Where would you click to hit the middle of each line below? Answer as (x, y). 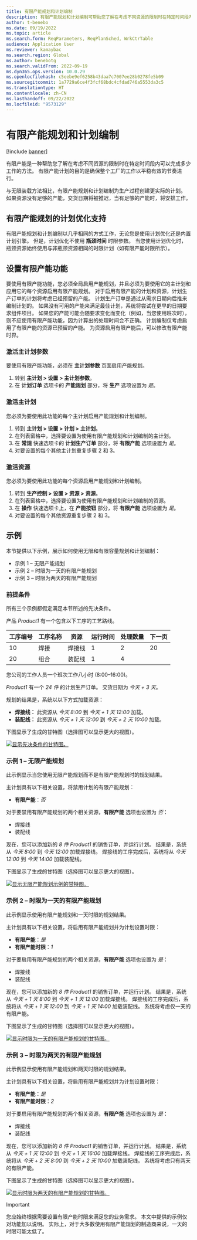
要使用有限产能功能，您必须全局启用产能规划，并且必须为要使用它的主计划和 (98, 284)
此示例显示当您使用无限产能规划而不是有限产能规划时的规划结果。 (86, 775)
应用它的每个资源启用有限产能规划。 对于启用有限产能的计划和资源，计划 (94, 291)
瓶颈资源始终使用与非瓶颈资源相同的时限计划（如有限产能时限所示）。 (89, 248)
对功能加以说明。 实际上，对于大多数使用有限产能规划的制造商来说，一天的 (97, 1224)
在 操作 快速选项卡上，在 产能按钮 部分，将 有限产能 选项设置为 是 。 (97, 508)
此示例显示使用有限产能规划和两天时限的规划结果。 (68, 1069)
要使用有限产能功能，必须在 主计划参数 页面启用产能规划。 (77, 366)
